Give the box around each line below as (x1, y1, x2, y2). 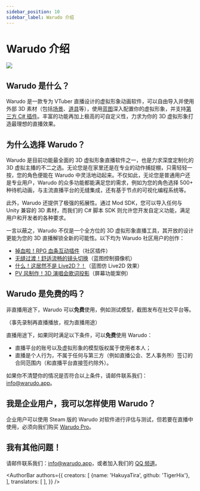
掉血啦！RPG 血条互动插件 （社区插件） (14, 247, 112, 255)
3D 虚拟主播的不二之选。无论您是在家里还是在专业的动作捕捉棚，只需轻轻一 (6, 164, 193, 171)
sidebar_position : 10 (6, 8, 60, 15)
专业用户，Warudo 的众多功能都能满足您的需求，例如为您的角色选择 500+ (11, 179, 193, 186)
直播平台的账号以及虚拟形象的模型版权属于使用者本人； (14, 344, 151, 351)
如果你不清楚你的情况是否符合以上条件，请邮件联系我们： (6, 372, 147, 379)
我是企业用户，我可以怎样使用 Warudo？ (6, 399, 156, 409)
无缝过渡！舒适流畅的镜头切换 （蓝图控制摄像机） (14, 255, 136, 262)
